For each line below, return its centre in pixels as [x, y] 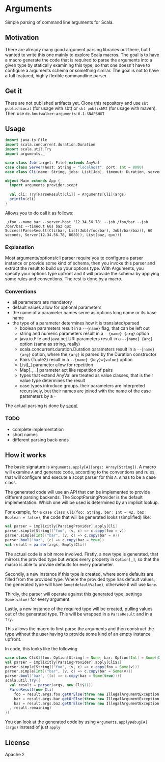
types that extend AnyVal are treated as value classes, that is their [86, 375]
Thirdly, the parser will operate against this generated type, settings [74, 594]
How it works [26, 455]
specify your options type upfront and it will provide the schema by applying [82, 274]
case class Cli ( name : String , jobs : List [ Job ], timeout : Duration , [76, 172]
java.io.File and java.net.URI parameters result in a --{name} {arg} [86, 339]
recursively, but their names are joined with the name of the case [85, 391]
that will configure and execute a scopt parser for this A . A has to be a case [81, 477]
